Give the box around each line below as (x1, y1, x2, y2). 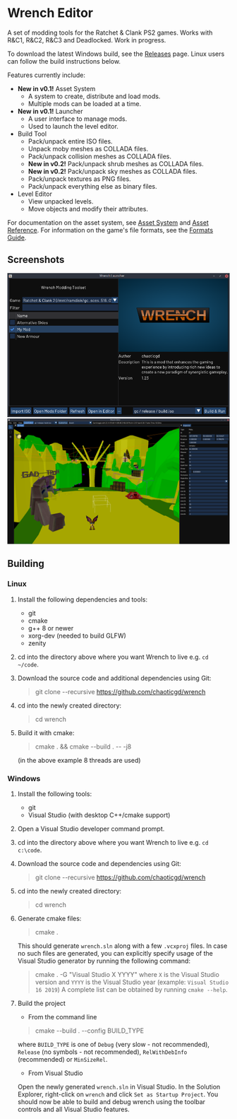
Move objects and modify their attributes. (28, 204, 148, 213)
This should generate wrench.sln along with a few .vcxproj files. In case (17, 942, 228, 950)
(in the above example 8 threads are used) (17, 756, 141, 764)
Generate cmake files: (17, 914, 82, 922)
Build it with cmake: (17, 728, 75, 737)
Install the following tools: (17, 790, 92, 798)
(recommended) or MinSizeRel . (17, 1055, 108, 1063)
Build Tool (17, 129, 47, 138)
